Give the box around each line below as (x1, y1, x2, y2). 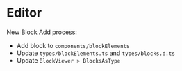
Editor (6, 5, 42, 21)
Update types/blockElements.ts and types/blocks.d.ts (16, 49, 175, 57)
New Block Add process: (6, 28, 78, 36)
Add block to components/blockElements (16, 41, 130, 49)
